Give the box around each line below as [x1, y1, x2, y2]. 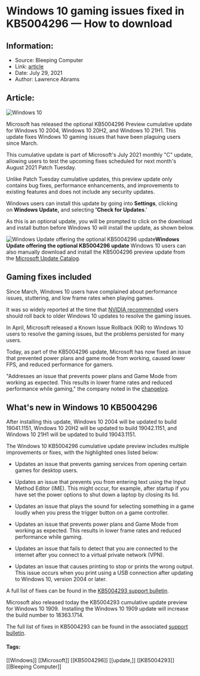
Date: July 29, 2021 [14, 69, 63, 76]
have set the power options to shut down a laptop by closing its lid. [14, 491, 180, 498]
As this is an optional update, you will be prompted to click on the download [6, 217, 192, 225]
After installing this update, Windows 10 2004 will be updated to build [6, 418, 177, 425]
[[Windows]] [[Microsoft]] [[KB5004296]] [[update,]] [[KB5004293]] [6, 656, 175, 663]
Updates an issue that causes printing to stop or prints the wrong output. [14, 563, 194, 570]
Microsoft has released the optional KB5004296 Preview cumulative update [6, 120, 192, 127]
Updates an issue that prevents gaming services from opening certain [14, 461, 187, 468]
